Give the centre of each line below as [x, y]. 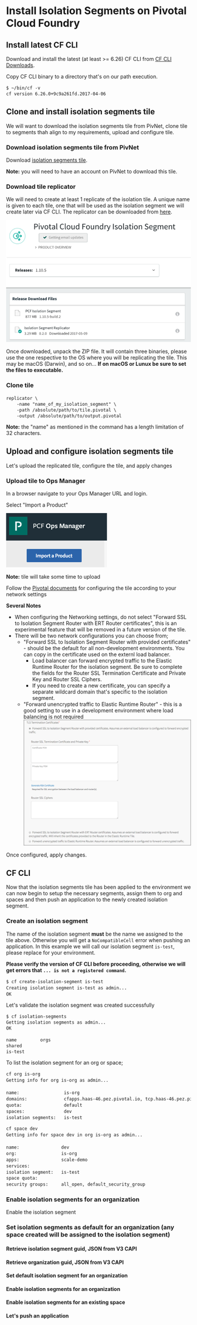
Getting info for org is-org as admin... [57, 1081]
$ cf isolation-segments [36, 1017]
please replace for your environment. [51, 952]
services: [18, 1166]
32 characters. [24, 433]
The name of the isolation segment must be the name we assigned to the [94, 934]
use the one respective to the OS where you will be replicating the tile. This [97, 358]
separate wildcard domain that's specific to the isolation [100, 692]
